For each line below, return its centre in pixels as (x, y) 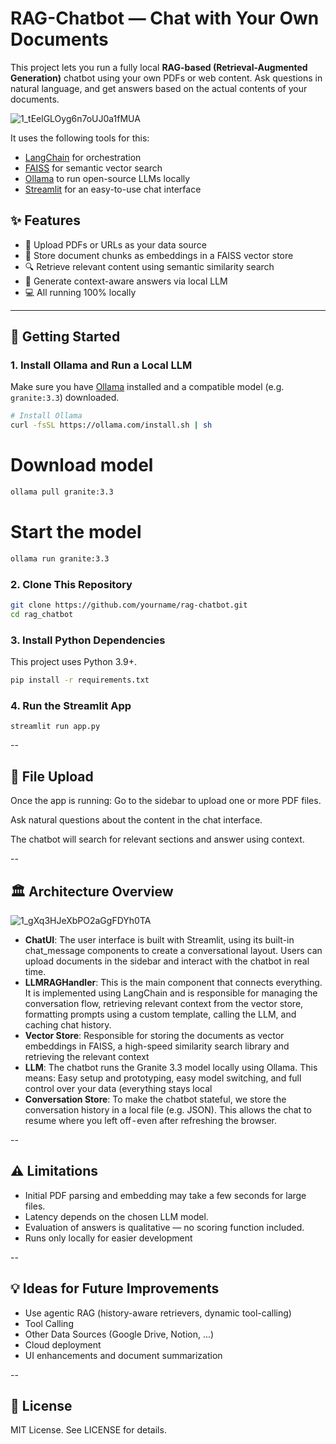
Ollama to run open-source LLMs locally (107, 178)
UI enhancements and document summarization (123, 1355)
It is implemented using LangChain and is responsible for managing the (171, 993)
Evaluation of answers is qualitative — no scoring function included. (164, 1227)
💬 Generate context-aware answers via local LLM (126, 281)
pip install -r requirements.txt (80, 680)
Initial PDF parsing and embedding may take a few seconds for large (165, 1195)
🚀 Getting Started (65, 337)
